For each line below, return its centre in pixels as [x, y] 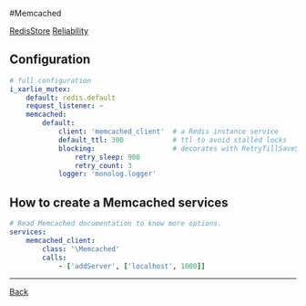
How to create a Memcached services [119, 202]
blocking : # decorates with [148, 148]
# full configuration [51, 80]
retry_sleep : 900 [107, 157]
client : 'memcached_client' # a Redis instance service [168, 132]
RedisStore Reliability [49, 31]
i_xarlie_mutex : [40, 89]
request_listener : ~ [65, 106]
